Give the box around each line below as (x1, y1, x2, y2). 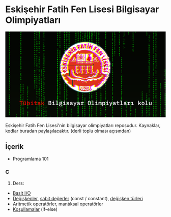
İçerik (5, 142, 24, 151)
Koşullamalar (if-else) (12, 206, 58, 212)
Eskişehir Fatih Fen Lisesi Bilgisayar (5, 4, 159, 15)
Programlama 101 (12, 156, 49, 162)
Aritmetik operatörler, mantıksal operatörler (12, 201, 103, 207)
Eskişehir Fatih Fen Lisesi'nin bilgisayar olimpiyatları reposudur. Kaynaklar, (5, 122, 161, 128)
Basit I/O (12, 190, 31, 196)
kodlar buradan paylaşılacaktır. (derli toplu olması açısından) (5, 128, 131, 134)
